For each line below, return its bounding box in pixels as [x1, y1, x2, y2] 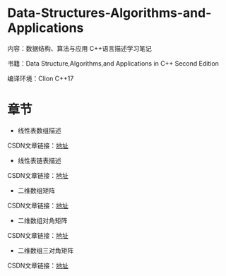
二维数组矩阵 [17, 186, 55, 195]
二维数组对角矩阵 [17, 216, 68, 224]
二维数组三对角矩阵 [17, 246, 74, 255]
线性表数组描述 [17, 126, 61, 135]
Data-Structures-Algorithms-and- [7, 5, 212, 21]
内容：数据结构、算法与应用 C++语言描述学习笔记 [7, 44, 152, 52]
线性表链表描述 [17, 156, 61, 164]
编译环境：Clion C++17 [7, 74, 74, 83]
